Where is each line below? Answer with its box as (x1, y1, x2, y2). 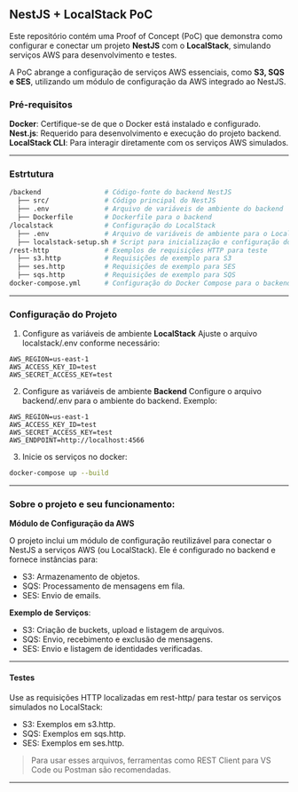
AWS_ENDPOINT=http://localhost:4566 (9, 436, 145, 445)
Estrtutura (9, 168, 55, 180)
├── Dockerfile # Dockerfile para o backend (17, 213, 213, 222)
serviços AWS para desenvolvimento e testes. (9, 49, 177, 60)
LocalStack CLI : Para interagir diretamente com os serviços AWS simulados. (9, 138, 289, 148)
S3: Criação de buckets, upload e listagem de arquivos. (21, 625, 224, 636)
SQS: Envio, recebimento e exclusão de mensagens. (21, 634, 213, 645)
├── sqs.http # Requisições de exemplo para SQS (17, 271, 237, 280)
